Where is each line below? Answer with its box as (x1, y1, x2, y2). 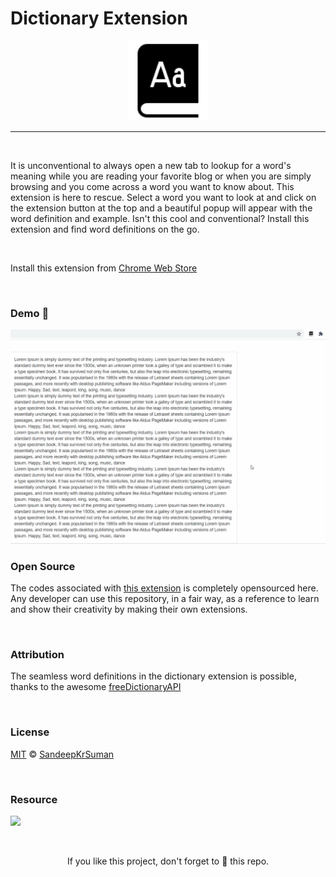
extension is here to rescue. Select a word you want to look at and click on (10, 191, 317, 203)
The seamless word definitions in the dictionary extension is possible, (10, 670, 297, 682)
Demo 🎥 (10, 306, 50, 320)
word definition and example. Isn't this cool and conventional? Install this (10, 212, 310, 224)
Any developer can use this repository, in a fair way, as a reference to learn (10, 593, 320, 605)
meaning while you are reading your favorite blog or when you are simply (10, 170, 312, 182)
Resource (10, 792, 58, 806)
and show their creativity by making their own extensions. (10, 603, 248, 616)
